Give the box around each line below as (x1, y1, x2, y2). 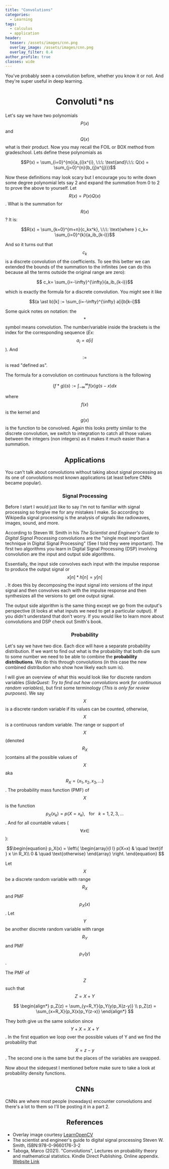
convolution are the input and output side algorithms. (5, 551, 115, 558)
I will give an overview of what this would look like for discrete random (5, 674, 151, 680)
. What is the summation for (5, 201, 63, 207)
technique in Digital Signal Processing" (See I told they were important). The (5, 540, 163, 546)
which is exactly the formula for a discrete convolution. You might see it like (5, 289, 162, 295)
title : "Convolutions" (5, 7, 53, 13)
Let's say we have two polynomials (5, 113, 78, 119)
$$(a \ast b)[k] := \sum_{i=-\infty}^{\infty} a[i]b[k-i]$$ (29, 298, 140, 304)
